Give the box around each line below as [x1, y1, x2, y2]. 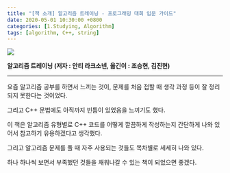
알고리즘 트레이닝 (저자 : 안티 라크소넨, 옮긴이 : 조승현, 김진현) [7, 62, 170, 70]
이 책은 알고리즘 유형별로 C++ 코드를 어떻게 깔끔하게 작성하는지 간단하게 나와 [7, 121, 214, 129]
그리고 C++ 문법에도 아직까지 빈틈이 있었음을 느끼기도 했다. [7, 106, 166, 114]
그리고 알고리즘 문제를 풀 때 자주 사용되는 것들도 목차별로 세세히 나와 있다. [7, 143, 204, 152]
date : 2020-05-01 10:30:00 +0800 [7, 16, 103, 23]
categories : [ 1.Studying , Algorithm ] [7, 23, 115, 30]
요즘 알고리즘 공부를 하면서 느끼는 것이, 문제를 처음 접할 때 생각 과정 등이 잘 [7, 83, 207, 91]
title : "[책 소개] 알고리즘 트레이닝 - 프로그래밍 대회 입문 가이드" [7, 10, 177, 17]
